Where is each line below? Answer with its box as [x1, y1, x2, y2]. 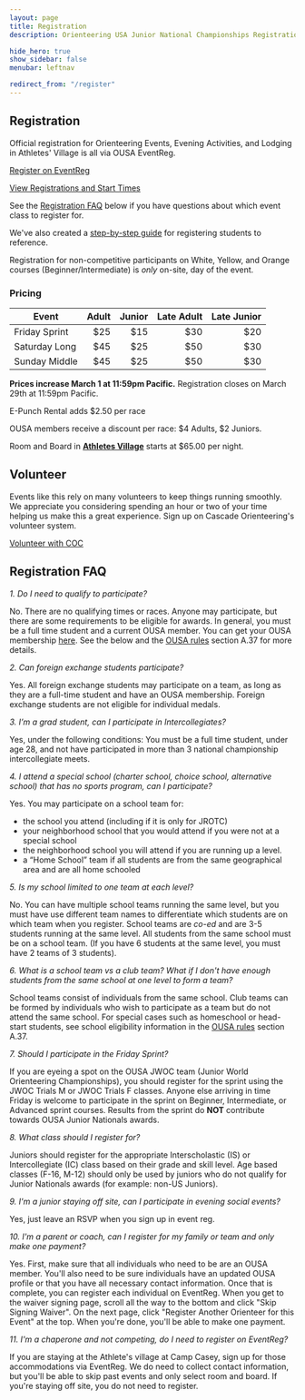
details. [9, 644, 37, 655]
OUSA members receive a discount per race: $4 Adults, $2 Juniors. [9, 423, 262, 434]
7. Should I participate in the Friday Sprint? [9, 1048, 169, 1059]
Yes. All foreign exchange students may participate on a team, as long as [9, 679, 281, 690]
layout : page [9, 13, 59, 23]
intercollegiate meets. [9, 753, 91, 764]
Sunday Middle [14, 355, 79, 368]
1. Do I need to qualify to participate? [9, 587, 148, 599]
